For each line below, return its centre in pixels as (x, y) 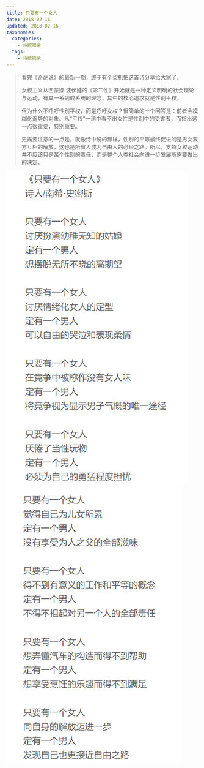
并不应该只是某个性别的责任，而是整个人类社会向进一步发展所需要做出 (110, 154)
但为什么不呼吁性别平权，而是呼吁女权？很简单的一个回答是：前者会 (107, 111)
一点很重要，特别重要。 (51, 126)
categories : (27, 39)
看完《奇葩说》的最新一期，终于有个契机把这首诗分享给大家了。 (101, 77)
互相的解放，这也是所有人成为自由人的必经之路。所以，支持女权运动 (112, 146)
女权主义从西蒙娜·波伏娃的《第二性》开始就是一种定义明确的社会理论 (107, 90)
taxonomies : (21, 32)
